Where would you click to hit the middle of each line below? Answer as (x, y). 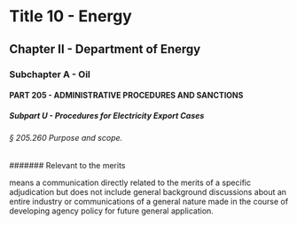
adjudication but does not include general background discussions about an (148, 191)
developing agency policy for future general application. (112, 211)
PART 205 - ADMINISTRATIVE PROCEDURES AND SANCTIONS (126, 96)
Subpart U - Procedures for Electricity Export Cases (107, 115)
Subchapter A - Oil (50, 74)
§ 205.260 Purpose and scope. (66, 138)
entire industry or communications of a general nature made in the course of (149, 201)
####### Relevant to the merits (67, 165)
